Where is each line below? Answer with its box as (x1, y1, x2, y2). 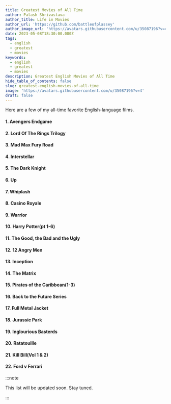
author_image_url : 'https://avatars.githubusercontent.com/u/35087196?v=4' (5, 27, 169, 32)
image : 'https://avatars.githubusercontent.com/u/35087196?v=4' (5, 88, 145, 93)
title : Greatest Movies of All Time (5, 7, 83, 13)
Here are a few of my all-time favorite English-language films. (5, 107, 134, 113)
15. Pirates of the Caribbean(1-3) (5, 282, 75, 288)
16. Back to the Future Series (5, 293, 67, 299)
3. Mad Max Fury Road (5, 142, 54, 148)
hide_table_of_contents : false (5, 79, 72, 84)
